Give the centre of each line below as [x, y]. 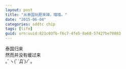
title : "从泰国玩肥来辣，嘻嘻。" [36, 15]
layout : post [19, 10]
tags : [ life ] [19, 29]
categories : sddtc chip [30, 24]
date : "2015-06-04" [26, 19]
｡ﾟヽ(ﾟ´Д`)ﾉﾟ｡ [19, 61]
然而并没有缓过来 [23, 55]
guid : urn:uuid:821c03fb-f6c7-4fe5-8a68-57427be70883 [63, 33]
